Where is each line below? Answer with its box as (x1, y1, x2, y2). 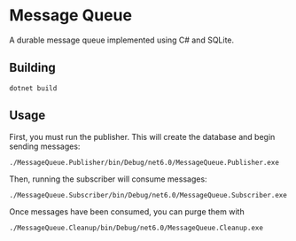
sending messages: (9, 141, 81, 152)
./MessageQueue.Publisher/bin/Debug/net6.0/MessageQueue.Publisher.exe (9, 158, 279, 167)
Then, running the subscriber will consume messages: (9, 174, 207, 184)
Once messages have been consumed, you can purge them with (9, 206, 245, 217)
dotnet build (9, 83, 58, 93)
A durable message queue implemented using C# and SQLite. (9, 35, 235, 45)
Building (9, 60, 56, 75)
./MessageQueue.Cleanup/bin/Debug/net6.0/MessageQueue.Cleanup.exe (9, 223, 264, 232)
